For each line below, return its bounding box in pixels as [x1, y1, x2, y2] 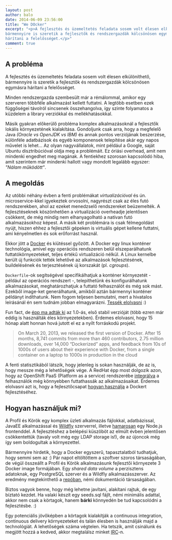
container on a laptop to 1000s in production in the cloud [17, 352, 138, 358]
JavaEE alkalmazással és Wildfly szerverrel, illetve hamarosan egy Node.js [5, 423, 163, 429]
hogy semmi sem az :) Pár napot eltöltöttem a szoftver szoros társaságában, [5, 454, 166, 461]
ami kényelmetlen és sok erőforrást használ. [5, 231, 98, 237]
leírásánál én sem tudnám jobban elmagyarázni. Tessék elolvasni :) [5, 299, 147, 305]
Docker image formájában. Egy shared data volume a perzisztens [5, 466, 144, 472]
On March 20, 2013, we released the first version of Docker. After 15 [17, 330, 161, 336]
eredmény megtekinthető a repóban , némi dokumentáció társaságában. [5, 476, 157, 483]
